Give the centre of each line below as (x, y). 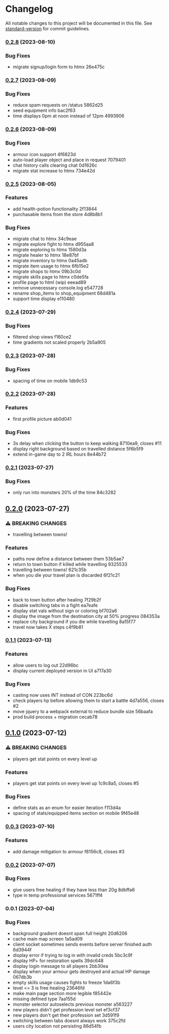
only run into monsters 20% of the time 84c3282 (64, 493)
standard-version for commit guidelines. (48, 28)
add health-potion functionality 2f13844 (55, 209)
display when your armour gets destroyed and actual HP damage (81, 972)
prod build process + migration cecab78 (55, 717)
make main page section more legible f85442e (62, 993)
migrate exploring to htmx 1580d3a (50, 250)
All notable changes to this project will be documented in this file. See (79, 23)
